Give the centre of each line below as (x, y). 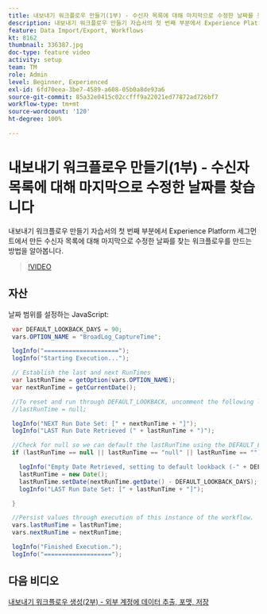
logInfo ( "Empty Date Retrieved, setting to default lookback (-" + (133, 467)
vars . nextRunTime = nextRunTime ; (67, 533)
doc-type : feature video (49, 52)
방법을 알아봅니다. (36, 250)
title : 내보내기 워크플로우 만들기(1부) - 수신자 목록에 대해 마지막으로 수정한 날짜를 (131, 15)
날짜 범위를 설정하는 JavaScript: (59, 314)
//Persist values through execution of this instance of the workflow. (133, 518)
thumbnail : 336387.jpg (46, 45)
